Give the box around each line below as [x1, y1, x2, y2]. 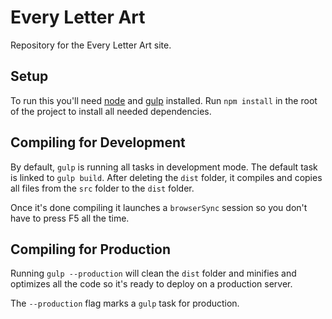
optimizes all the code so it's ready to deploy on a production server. [10, 278, 293, 290]
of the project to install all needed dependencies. [10, 105, 212, 117]
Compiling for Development [10, 134, 186, 151]
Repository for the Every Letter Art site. [10, 39, 172, 51]
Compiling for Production [10, 241, 172, 258]
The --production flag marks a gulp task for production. [10, 297, 240, 310]
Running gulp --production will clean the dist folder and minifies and [10, 267, 297, 280]
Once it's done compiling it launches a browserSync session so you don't [10, 201, 308, 213]
